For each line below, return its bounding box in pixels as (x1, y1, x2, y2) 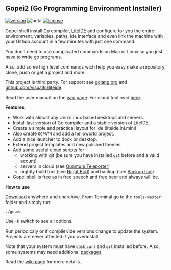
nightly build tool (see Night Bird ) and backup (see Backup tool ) (20, 168, 154, 174)
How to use (5, 184, 30, 190)
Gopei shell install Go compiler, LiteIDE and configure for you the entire (5, 28, 155, 34)
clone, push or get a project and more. (5, 69, 86, 75)
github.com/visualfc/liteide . (5, 84, 63, 91)
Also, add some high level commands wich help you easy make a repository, (5, 63, 166, 70)
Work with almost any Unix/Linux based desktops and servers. (12, 114, 144, 120)
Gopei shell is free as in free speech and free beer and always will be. (12, 174, 159, 180)
